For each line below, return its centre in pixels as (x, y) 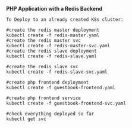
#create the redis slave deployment (51, 51)
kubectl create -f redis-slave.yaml (51, 56)
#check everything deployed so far (50, 114)
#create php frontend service (44, 98)
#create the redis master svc (44, 41)
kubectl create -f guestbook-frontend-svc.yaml (66, 103)
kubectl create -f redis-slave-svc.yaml (57, 72)
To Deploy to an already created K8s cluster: (65, 20)
